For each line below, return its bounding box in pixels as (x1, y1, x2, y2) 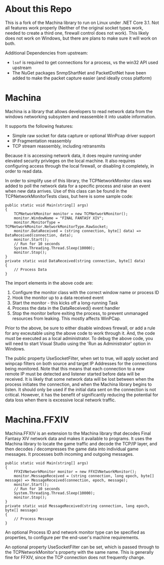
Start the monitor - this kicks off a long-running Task (12, 300, 118, 306)
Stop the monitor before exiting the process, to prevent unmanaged (12, 310, 148, 316)
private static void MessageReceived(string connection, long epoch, (5, 503, 150, 508)
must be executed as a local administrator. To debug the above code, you (5, 335, 153, 341)
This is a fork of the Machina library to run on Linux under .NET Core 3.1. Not (5, 20, 159, 25)
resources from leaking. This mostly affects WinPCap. (12, 315, 121, 321)
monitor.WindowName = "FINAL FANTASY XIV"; (14, 216, 104, 221)
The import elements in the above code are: (5, 280, 94, 286)
